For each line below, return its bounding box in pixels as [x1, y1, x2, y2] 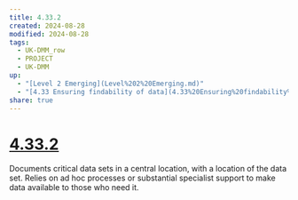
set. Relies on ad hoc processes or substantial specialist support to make [9, 172, 277, 183]
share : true [9, 95, 53, 105]
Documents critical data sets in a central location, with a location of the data [9, 164, 287, 174]
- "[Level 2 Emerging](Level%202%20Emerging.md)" [17, 79, 204, 88]
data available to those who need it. [9, 182, 139, 193]
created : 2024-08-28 [9, 21, 86, 30]
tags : [9, 37, 29, 47]
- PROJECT [17, 54, 53, 63]
